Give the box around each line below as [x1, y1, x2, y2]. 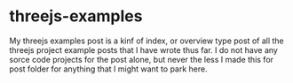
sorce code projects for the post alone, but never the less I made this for [9, 54, 273, 64]
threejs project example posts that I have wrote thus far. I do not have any [9, 44, 278, 55]
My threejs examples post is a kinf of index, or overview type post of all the [9, 35, 284, 46]
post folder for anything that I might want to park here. [9, 64, 208, 74]
